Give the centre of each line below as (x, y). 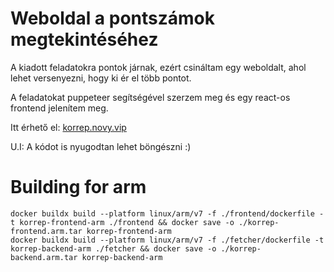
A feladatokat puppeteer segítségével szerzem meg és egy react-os (150, 97)
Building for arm (78, 187)
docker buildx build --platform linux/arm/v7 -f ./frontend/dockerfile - (167, 213)
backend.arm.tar (44, 257)
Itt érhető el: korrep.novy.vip (68, 127)
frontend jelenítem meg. (59, 108)
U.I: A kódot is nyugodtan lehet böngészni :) (101, 146)
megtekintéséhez (84, 39)
